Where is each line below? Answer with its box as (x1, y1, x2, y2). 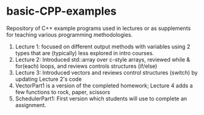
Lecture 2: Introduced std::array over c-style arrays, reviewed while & (15, 56, 191, 63)
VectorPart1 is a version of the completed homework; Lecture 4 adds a (15, 81, 194, 89)
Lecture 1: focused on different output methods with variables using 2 (15, 43, 191, 50)
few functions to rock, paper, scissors (15, 88, 111, 95)
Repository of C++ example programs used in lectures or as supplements (6, 24, 191, 32)
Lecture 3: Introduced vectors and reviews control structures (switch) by (15, 69, 198, 76)
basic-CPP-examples (6, 4, 117, 18)
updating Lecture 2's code (15, 75, 82, 83)
